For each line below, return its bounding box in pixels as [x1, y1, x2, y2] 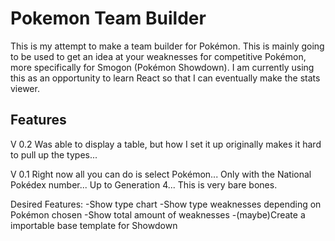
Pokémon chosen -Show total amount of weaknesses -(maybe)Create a [10, 208, 306, 221]
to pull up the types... [10, 148, 98, 161]
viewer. [10, 82, 40, 94]
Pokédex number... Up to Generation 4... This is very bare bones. [10, 178, 278, 191]
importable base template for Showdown [10, 219, 178, 231]
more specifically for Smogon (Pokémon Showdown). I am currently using [10, 61, 315, 73]
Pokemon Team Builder [10, 7, 207, 30]
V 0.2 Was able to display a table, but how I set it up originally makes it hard [10, 138, 322, 150]
